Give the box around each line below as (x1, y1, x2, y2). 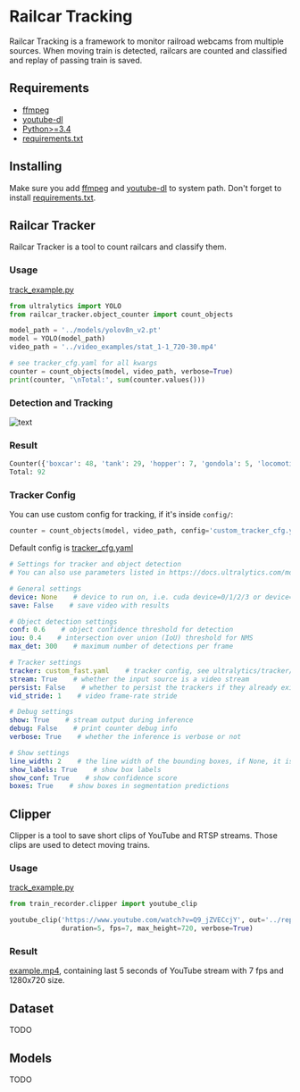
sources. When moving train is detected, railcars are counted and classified (9, 45, 287, 55)
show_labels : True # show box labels (9, 765, 162, 774)
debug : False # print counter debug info (9, 724, 178, 734)
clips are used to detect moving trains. (9, 840, 150, 851)
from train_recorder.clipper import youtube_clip (9, 900, 198, 909)
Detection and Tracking (9, 396, 113, 408)
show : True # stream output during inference (9, 716, 194, 725)
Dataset (9, 1001, 54, 1016)
